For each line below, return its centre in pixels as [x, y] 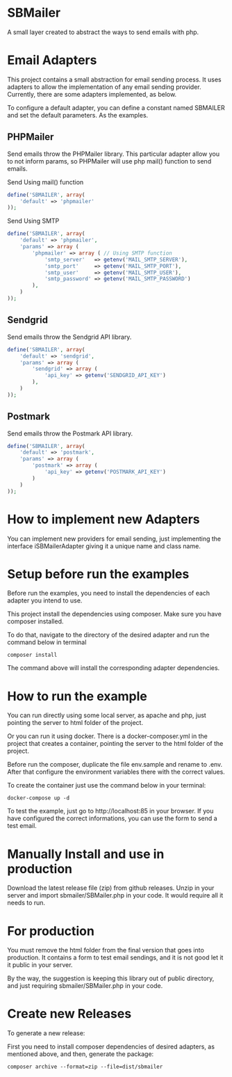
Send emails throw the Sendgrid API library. [69, 337]
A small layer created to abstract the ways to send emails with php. [103, 32]
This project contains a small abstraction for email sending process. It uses [114, 79]
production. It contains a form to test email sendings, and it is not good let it [115, 957]
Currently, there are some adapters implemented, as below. [92, 94]
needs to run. [26, 903]
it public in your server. [40, 965]
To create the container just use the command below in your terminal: [107, 785]
